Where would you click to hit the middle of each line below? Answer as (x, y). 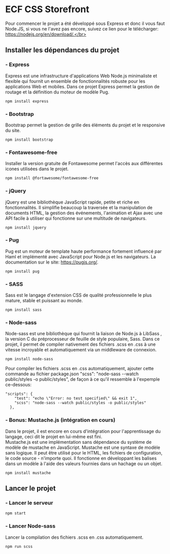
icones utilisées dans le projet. (37, 169)
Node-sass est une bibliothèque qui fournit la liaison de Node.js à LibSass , (84, 334)
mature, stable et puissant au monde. (44, 301)
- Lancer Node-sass (30, 526)
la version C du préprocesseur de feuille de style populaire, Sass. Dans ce (82, 339)
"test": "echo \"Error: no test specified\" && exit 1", (76, 399)
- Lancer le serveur (29, 503)
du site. (13, 130)
